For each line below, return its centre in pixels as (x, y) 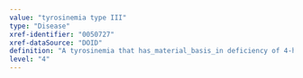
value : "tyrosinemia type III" (68, 17)
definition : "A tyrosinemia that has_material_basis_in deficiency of (145, 51)
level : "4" (30, 59)
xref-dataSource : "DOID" (56, 43)
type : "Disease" (40, 26)
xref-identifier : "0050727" (62, 34)
